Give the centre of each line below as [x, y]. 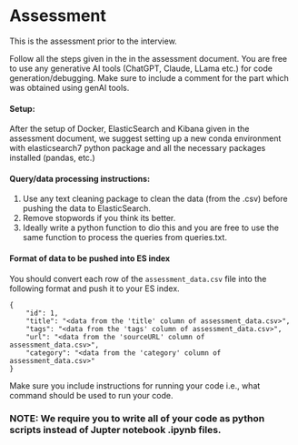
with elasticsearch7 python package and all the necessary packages [138, 148]
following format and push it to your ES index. [94, 288]
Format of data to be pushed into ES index [90, 258]
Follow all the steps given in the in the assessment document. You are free [149, 58]
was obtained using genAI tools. [70, 87]
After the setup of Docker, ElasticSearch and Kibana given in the [129, 129]
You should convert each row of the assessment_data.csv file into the [138, 278]
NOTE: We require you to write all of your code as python [137, 419]
